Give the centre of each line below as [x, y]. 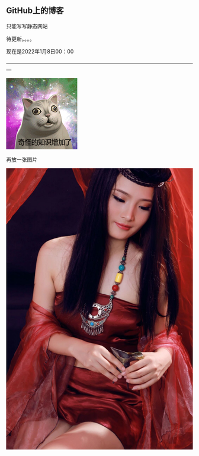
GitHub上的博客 [35, 11]
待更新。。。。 [20, 39]
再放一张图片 [22, 159]
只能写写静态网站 [27, 26]
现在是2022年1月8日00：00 [40, 51]
